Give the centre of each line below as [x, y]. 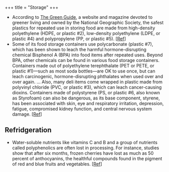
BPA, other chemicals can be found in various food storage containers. [86, 60]
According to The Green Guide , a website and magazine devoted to [82, 17]
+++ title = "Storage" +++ [32, 7]
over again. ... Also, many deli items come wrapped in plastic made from [87, 82]
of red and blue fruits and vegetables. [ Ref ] [57, 164]
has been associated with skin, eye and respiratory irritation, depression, [88, 103]
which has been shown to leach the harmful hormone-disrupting [79, 49]
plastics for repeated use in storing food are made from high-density [83, 28]
